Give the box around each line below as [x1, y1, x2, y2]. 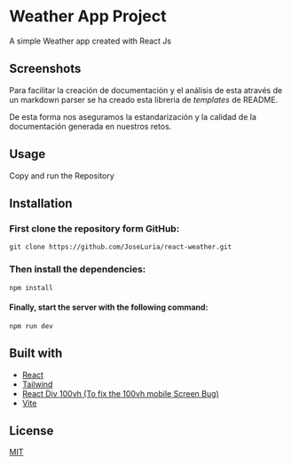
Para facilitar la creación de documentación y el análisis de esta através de [9, 84, 283, 95]
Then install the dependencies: [9, 264, 146, 276]
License [9, 423, 54, 438]
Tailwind [21, 379, 53, 390]
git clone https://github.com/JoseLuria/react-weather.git [9, 242, 232, 252]
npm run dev [9, 321, 53, 330]
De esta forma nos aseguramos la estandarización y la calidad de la [9, 111, 257, 122]
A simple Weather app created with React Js [9, 35, 171, 46]
